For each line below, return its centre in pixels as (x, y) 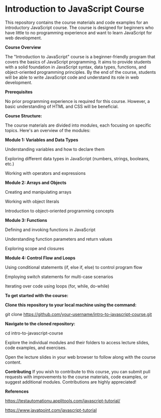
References (17, 391)
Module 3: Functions (26, 220)
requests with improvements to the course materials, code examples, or (76, 377)
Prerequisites (19, 92)
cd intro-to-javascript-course (34, 333)
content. (13, 362)
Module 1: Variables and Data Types (42, 140)
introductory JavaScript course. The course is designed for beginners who (79, 27)
